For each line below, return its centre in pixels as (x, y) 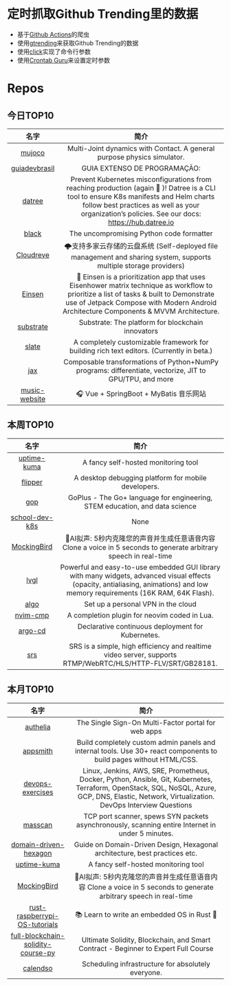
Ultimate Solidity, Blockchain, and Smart (146, 940)
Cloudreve (33, 255)
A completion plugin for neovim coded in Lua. (140, 615)
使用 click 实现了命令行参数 (54, 52)
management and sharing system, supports (141, 257)
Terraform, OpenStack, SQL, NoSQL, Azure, (146, 787)
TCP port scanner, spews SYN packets (146, 816)
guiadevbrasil (33, 168)
